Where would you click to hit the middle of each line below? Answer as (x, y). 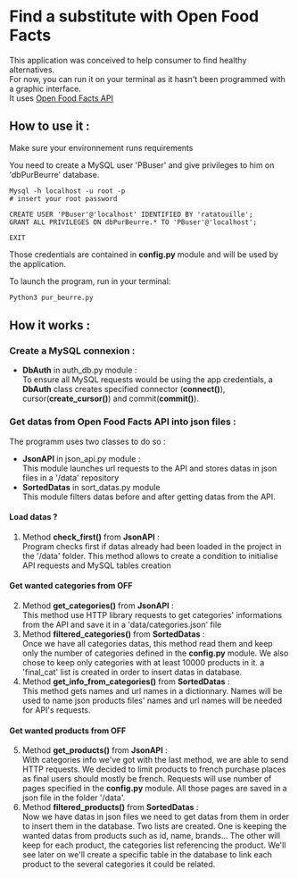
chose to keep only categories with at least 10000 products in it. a (143, 663)
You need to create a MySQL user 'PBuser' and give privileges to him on (142, 165)
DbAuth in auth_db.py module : (79, 370)
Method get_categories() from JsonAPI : (98, 606)
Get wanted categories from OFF (71, 586)
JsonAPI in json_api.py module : (81, 458)
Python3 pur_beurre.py (51, 297)
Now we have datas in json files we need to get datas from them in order (156, 817)
